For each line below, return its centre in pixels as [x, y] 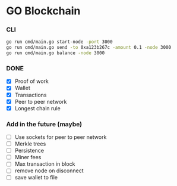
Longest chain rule [37, 108]
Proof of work [31, 81]
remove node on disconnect [49, 170]
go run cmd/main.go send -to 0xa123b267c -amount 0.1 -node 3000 [88, 48]
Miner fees [28, 157]
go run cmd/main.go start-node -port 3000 [59, 42]
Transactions [31, 95]
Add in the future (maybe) [44, 124]
